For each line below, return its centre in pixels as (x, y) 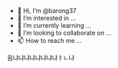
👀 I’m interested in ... (47, 18)
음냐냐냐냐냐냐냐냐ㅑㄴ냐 (41, 58)
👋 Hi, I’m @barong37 (47, 11)
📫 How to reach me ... (49, 41)
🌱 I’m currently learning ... (54, 25)
